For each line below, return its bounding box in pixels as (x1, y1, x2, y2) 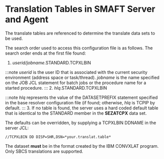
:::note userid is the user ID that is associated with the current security (5, 69, 148, 75)
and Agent (5, 14, 49, 25)
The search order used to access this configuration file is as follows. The (5, 45, 153, 51)
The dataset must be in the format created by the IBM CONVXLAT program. (5, 143, 159, 149)
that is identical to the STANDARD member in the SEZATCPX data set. (5, 110, 147, 116)
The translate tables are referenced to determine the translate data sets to (5, 30, 155, 36)
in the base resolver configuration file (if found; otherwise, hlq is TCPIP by (5, 99, 155, 105)
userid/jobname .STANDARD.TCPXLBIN (12, 60, 91, 65)
